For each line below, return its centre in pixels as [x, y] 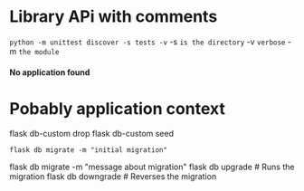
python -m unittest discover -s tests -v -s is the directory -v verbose [147, 42]
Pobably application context [118, 108]
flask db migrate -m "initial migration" [89, 150]
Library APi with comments [114, 17]
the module [39, 52]
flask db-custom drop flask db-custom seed [92, 134]
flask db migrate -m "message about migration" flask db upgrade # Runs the [152, 167]
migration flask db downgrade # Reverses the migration [113, 177]
